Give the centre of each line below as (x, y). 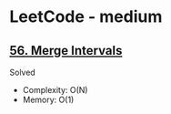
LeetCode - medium (86, 17)
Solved (23, 72)
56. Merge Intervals (66, 51)
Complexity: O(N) (55, 90)
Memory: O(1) (48, 99)
